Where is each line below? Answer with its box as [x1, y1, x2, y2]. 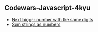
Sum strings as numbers [11, 21, 61, 27]
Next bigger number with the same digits [11, 16, 93, 22]
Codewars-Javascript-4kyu [4, 4, 91, 12]
